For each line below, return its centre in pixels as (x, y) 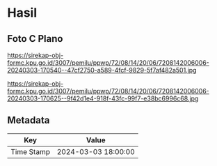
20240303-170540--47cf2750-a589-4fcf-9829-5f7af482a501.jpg (102, 70)
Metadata (29, 120)
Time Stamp (31, 151)
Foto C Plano (35, 39)
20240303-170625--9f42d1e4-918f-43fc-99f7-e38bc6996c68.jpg (103, 98)
